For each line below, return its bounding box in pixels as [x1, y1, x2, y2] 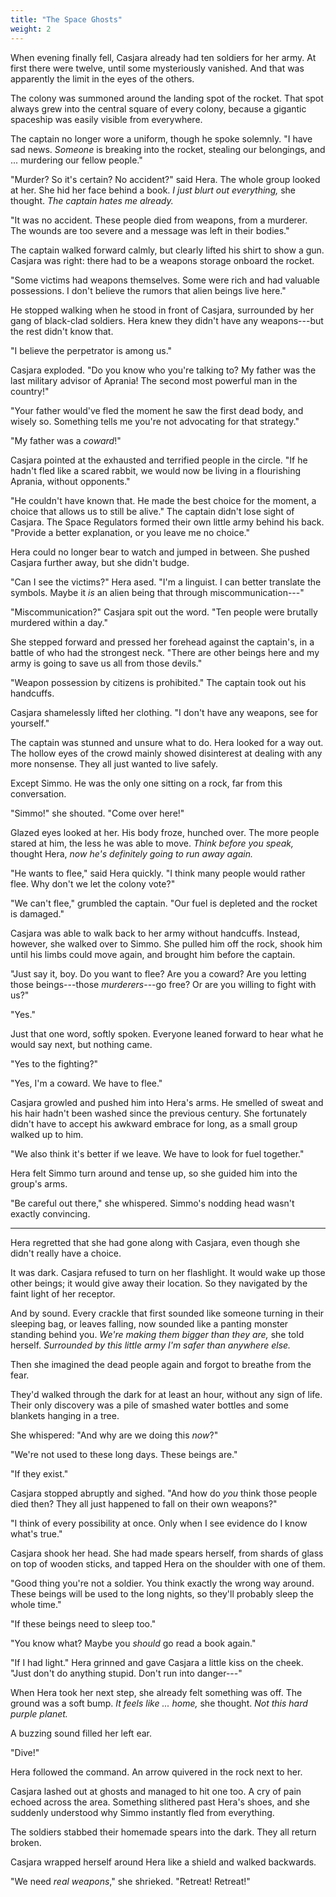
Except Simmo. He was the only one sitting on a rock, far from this [10, 777, 283, 789]
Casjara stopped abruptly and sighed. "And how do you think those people [10, 1487, 318, 1499]
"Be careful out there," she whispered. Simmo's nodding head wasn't [10, 1197, 295, 1209]
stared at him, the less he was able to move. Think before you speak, [10, 837, 295, 849]
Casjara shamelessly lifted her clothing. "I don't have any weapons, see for [10, 706, 319, 718]
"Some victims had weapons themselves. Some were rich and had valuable [10, 274, 320, 286]
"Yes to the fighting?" [10, 1057, 99, 1070]
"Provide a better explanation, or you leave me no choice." [10, 526, 250, 538]
